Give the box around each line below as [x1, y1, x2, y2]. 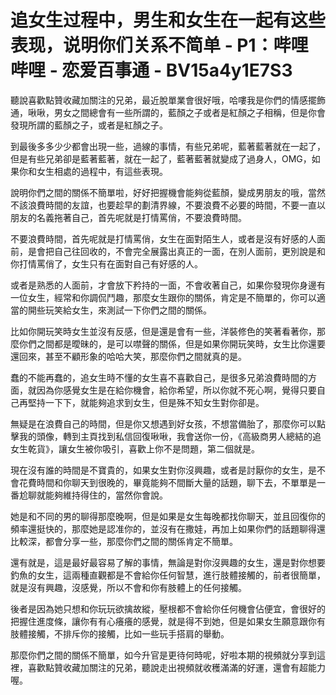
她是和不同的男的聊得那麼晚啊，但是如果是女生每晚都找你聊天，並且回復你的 [10, 510, 326, 522]
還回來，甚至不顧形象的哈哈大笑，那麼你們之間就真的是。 [10, 350, 247, 362]
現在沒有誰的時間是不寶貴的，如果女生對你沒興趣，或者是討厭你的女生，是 [10, 464, 317, 476]
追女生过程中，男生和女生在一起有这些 [10, 9, 327, 32]
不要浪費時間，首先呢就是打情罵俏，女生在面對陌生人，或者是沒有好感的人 [10, 232, 317, 245]
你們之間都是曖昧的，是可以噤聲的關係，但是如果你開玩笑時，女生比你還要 [18, 337, 326, 350]
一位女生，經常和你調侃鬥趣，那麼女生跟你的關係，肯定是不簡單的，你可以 [10, 291, 317, 303]
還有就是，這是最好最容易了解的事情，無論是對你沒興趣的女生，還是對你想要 [10, 556, 326, 568]
